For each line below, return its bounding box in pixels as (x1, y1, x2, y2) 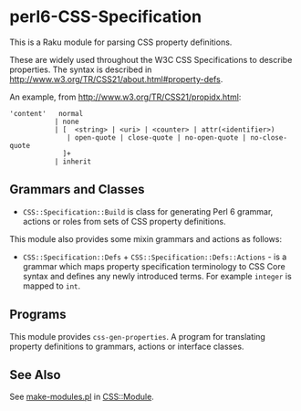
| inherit (54, 157, 92, 166)
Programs (9, 307, 67, 322)
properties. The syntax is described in (9, 64, 152, 75)
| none (54, 117, 79, 126)
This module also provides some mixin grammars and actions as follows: (9, 233, 283, 244)
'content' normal (9, 109, 84, 118)
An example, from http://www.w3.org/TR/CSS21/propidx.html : (9, 91, 242, 102)
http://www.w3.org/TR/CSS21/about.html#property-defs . (9, 73, 223, 84)
